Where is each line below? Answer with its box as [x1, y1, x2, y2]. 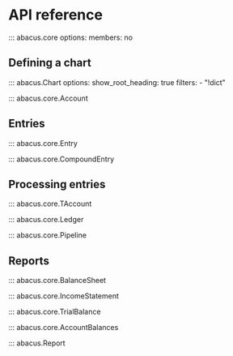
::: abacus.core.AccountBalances [8, 323, 119, 332]
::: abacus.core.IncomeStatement [8, 291, 120, 301]
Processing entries [8, 177, 106, 191]
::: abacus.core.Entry [8, 138, 78, 148]
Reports [8, 254, 50, 268]
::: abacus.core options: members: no [8, 32, 133, 42]
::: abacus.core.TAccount [8, 199, 92, 208]
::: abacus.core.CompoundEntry [8, 154, 115, 164]
